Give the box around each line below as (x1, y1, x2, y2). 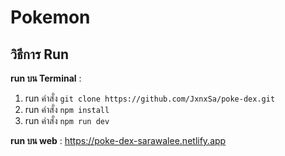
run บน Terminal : (10, 72, 82, 84)
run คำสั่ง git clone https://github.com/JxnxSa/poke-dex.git (24, 92, 276, 104)
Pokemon (10, 6, 91, 29)
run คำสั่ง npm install (24, 104, 110, 115)
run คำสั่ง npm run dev (24, 115, 110, 126)
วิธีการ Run (10, 46, 70, 63)
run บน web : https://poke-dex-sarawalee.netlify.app (10, 135, 227, 146)
